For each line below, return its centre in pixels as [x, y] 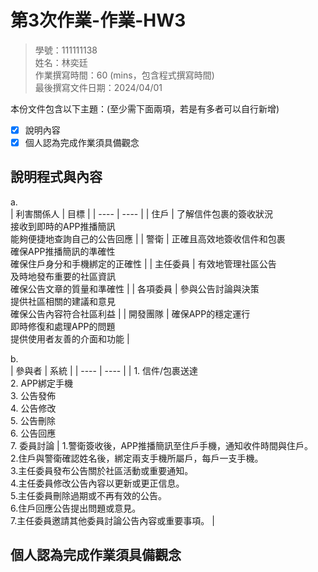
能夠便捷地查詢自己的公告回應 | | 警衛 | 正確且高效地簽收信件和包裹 [148, 238]
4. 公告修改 [33, 408]
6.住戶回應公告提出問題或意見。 [76, 508]
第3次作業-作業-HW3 [98, 20]
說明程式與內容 [56, 177]
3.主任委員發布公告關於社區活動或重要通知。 [102, 470]
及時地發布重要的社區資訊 [63, 276]
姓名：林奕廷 [61, 62]
